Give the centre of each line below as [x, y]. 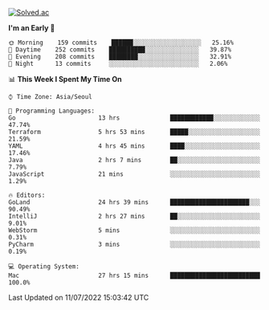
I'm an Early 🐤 [32, 28]
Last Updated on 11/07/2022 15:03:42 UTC [79, 298]
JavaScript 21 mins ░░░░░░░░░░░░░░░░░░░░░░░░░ [134, 174]
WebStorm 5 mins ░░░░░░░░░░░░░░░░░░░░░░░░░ [134, 230]
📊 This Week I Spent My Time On [65, 79]
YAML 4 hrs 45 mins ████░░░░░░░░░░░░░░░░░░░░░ [134, 146]
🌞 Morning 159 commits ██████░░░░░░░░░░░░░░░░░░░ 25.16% [121, 43]
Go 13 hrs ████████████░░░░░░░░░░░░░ [134, 118]
